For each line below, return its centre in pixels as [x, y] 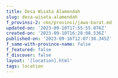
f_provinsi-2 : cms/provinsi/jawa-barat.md [59, 22]
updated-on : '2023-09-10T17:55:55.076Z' [57, 28]
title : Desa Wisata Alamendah [43, 11]
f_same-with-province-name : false [49, 45]
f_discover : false [29, 55]
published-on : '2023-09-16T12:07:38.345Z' [59, 39]
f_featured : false [29, 50]
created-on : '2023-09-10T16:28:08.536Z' [57, 33]
